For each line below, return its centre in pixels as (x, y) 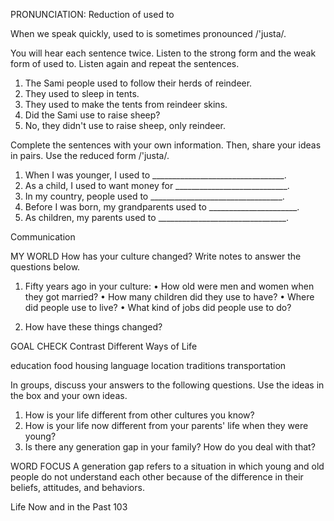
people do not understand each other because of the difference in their (157, 477)
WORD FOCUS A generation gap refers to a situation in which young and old (167, 466)
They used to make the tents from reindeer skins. (126, 104)
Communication (43, 237)
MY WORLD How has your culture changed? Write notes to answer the (156, 256)
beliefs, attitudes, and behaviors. (77, 487)
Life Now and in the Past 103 (69, 507)
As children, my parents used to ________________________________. (156, 217)
